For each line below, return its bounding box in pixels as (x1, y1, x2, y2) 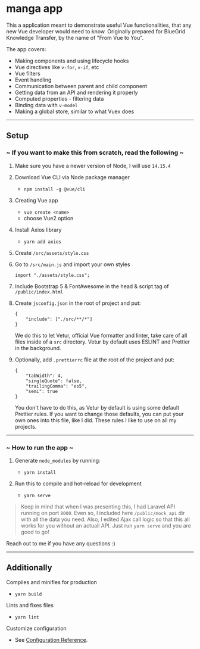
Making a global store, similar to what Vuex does (14, 108, 135, 115)
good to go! (20, 528, 49, 535)
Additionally (6, 563, 52, 573)
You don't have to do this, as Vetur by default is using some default (14, 404, 180, 411)
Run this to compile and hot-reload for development (14, 480, 142, 487)
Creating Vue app (14, 196, 58, 204)
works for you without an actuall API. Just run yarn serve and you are (20, 522, 192, 529)
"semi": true (26, 388, 58, 394)
